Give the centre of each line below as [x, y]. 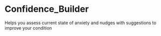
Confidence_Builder [47, 9]
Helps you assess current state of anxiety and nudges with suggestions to [80, 23]
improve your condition [28, 28]
